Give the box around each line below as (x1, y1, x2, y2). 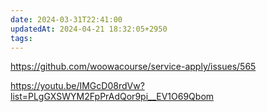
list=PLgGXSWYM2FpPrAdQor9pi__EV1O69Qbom (10, 91, 215, 103)
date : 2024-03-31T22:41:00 (10, 14, 123, 25)
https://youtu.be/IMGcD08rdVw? (10, 80, 145, 92)
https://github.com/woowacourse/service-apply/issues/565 (10, 61, 257, 73)
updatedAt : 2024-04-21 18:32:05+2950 (10, 24, 168, 34)
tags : (10, 33, 33, 43)
